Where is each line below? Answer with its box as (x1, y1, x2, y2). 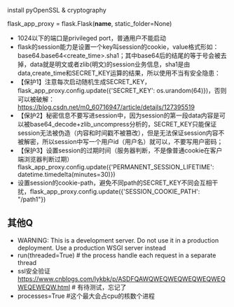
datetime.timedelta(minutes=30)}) (17, 171, 116, 178)
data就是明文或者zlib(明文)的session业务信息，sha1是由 (29, 60, 191, 69)
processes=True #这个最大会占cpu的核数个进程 (17, 292, 156, 300)
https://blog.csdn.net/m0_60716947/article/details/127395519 (17, 103, 195, 111)
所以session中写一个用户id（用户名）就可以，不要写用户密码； (41, 138, 223, 145)
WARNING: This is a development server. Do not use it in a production (17, 236, 219, 244)
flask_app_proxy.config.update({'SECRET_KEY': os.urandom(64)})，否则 (17, 87, 227, 94)
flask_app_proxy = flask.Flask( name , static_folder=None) (7, 20, 172, 27)
